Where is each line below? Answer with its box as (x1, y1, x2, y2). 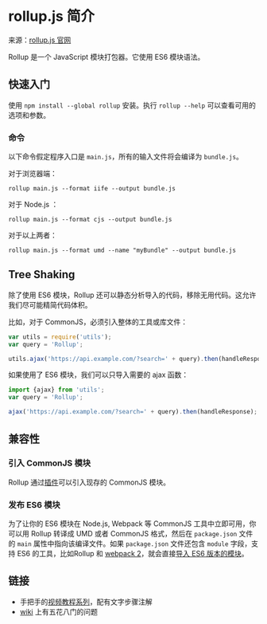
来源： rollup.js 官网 (8, 35, 72, 45)
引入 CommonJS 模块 (8, 457, 91, 469)
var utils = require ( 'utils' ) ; (8, 332, 112, 341)
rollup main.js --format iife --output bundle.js (8, 185, 176, 193)
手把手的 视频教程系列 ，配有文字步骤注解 (19, 597, 153, 606)
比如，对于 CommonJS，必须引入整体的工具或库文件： (8, 316, 188, 327)
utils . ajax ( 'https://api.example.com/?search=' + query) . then (8, 355, 219, 363)
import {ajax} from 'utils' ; (8, 386, 105, 394)
